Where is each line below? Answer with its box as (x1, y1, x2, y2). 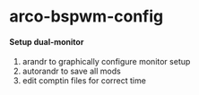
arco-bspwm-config (9, 6, 164, 27)
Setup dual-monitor (9, 36, 84, 47)
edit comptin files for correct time (22, 75, 146, 86)
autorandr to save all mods (22, 65, 121, 77)
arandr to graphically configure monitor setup (22, 56, 191, 67)
